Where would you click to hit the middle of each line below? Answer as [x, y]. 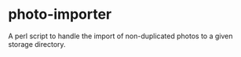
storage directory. [37, 44]
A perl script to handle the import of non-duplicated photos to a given [120, 36]
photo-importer [60, 14]
